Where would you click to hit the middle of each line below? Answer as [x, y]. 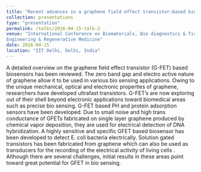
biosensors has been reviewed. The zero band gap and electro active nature [100, 74]
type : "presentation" [33, 23]
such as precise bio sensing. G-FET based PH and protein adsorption [92, 106]
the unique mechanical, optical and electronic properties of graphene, [92, 87]
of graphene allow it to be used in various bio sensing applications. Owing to [100, 80]
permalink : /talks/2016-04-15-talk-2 [53, 28]
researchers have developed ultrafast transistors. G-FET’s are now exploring [100, 93]
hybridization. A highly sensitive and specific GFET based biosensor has [95, 131]
